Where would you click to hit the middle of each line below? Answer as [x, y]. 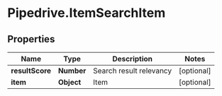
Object [70, 82]
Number [72, 71]
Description [133, 59]
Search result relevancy [133, 71]
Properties [31, 39]
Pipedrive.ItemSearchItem [87, 13]
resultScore [31, 71]
